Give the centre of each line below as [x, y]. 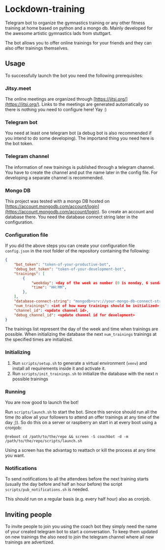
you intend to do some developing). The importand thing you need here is [80, 138]
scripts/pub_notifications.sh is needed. [47, 489]
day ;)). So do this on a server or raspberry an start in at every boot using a [81, 423]
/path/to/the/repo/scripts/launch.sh [44, 441]
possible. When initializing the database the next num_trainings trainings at [81, 334]
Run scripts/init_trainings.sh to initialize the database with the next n [85, 373]
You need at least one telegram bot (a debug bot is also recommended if [78, 133]
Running [15, 392]
